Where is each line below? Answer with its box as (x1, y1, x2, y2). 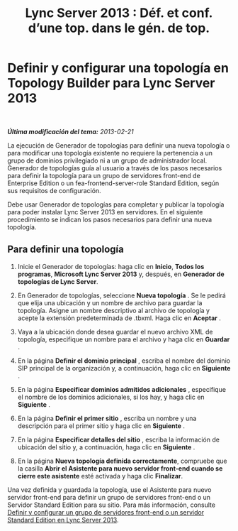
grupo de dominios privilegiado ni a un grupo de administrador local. (7, 156, 208, 165)
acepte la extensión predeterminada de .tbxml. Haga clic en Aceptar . (17, 314, 222, 322)
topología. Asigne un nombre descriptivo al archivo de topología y (17, 306, 210, 314)
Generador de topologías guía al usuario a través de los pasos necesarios (7, 163, 222, 172)
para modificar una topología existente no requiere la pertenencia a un (7, 148, 213, 157)
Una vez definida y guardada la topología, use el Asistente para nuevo (7, 485, 212, 494)
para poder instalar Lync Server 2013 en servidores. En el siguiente (7, 207, 203, 216)
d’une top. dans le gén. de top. (28, 20, 210, 36)
